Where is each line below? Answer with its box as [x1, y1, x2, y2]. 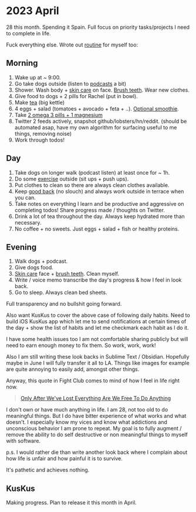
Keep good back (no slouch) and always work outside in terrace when [14, 188, 184, 195]
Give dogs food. [14, 264, 54, 271]
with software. [6, 437, 41, 444]
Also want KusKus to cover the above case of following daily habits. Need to [6, 312, 191, 319]
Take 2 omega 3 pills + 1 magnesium [14, 111, 103, 118]
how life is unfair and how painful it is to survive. [6, 455, 123, 462]
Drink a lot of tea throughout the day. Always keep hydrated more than [14, 213, 185, 220]
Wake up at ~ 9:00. [14, 73, 61, 81]
